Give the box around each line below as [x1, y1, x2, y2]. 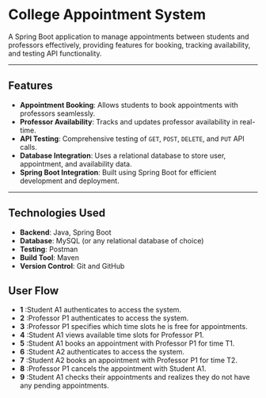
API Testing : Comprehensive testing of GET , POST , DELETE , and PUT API [19, 133, 245, 144]
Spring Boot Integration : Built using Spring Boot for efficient [19, 167, 217, 177]
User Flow [8, 284, 59, 297]
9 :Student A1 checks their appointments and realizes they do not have [19, 373, 251, 382]
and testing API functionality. [8, 48, 102, 58]
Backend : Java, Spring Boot [19, 228, 112, 237]
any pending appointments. [19, 381, 109, 390]
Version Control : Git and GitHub [19, 261, 125, 270]
